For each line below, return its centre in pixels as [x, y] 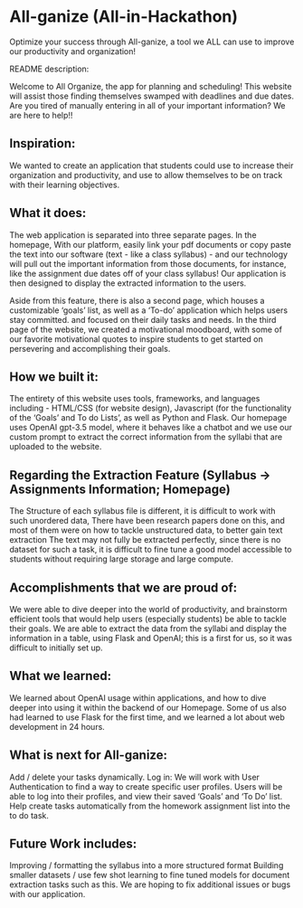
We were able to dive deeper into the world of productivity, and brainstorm [148, 609]
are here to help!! [41, 115]
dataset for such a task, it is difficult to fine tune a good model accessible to [151, 550]
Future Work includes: [73, 844]
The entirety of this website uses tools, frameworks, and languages [135, 399]
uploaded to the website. [56, 447]
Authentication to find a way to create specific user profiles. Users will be [146, 786]
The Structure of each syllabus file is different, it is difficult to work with [142, 511]
